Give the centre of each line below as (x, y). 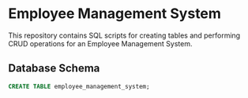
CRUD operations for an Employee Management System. (100, 43)
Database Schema (54, 69)
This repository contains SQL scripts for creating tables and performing (124, 35)
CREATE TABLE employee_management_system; (79, 86)
